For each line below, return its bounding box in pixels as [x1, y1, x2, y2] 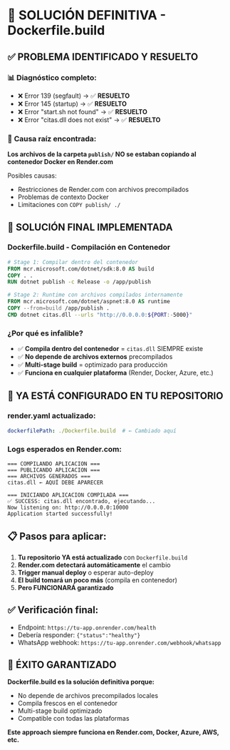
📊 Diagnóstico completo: [7, 72, 98, 82]
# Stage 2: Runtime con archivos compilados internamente [7, 291, 183, 299]
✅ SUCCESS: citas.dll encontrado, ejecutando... [7, 498, 156, 505]
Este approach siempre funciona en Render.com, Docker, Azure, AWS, [7, 728, 219, 736]
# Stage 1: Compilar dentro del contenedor [7, 258, 139, 265]
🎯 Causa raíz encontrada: [7, 133, 97, 143]
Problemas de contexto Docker [17, 193, 109, 201]
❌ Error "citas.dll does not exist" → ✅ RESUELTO [17, 115, 161, 124]
